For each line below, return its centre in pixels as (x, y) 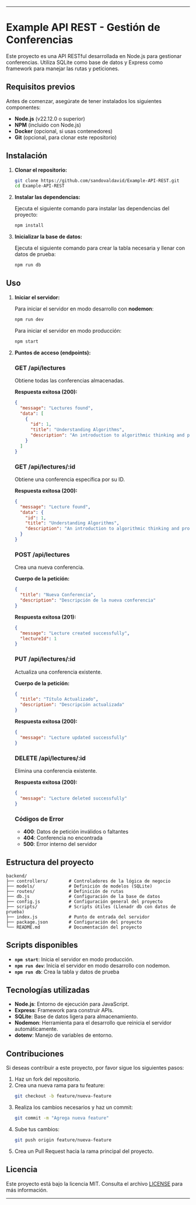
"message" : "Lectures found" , (57, 408)
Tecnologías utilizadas (48, 990)
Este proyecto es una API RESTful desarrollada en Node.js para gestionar (94, 56)
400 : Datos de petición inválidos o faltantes (76, 831)
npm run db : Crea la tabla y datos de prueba (67, 972)
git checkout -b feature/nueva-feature (63, 1096)
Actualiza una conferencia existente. (58, 672)
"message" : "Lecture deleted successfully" (73, 798)
